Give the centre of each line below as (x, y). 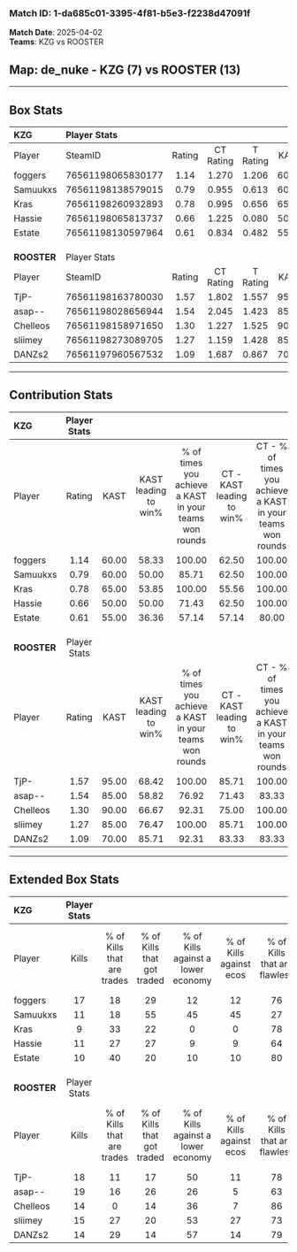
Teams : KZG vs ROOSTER (57, 42)
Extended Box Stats (64, 880)
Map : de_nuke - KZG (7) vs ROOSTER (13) (125, 69)
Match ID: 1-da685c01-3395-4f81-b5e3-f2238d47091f (130, 13)
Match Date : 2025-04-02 (56, 33)
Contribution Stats (61, 395)
